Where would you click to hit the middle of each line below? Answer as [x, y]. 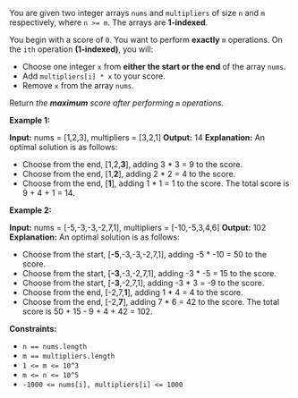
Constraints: [33, 329]
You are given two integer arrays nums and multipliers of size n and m [137, 13]
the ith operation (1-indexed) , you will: [81, 49]
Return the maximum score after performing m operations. [117, 103]
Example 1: [30, 120]
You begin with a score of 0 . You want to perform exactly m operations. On [146, 40]
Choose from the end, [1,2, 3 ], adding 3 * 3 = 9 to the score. [132, 164]
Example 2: [30, 210]
